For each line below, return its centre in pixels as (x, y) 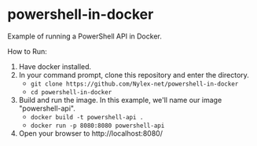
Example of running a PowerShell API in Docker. (84, 36)
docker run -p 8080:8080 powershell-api (97, 126)
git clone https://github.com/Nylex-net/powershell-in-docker (134, 84)
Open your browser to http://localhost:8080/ (90, 133)
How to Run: (28, 51)
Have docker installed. (55, 66)
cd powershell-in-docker (71, 92)
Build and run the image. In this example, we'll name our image (120, 100)
